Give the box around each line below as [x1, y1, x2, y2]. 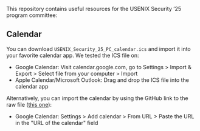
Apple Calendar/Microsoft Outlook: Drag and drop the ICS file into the [15, 76, 190, 84]
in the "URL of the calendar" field [15, 119, 98, 126]
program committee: [6, 12, 58, 19]
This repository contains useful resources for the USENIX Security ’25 [6, 5, 181, 12]
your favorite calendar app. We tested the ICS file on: [6, 52, 139, 59]
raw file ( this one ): [6, 101, 52, 108]
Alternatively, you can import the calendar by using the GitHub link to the [6, 94, 188, 102]
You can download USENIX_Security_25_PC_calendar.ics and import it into [6, 45, 191, 52]
